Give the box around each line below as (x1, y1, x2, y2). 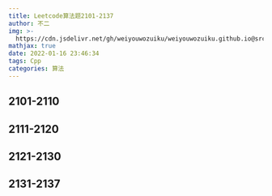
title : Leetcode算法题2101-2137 (8, 11, 114, 20)
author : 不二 (8, 19, 50, 28)
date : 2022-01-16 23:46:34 (8, 49, 100, 58)
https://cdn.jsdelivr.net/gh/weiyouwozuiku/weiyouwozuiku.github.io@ (15, 34, 255, 43)
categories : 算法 (8, 65, 65, 73)
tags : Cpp (8, 58, 42, 66)
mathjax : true (8, 42, 57, 50)
